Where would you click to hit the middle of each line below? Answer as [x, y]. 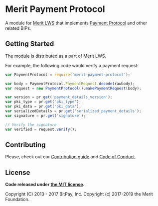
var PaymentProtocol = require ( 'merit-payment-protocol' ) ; [68, 75]
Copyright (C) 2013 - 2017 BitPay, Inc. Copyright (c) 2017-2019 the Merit [79, 194]
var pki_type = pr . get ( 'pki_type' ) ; [43, 102]
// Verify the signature [31, 125]
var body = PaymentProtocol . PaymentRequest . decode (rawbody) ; [70, 84]
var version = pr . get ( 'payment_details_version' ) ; [59, 97]
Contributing [25, 145]
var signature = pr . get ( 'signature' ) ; [45, 115]
